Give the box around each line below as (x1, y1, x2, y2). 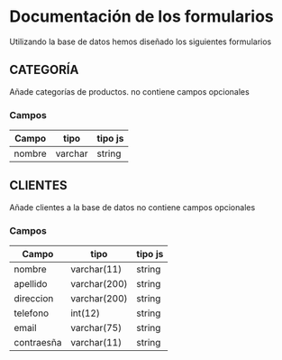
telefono (14, 307, 50, 319)
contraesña (14, 337, 62, 349)
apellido (14, 278, 48, 291)
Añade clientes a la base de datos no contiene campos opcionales (9, 201, 256, 213)
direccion (14, 292, 54, 305)
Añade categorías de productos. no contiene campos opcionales (9, 86, 250, 97)
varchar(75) (70, 322, 123, 335)
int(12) (70, 307, 101, 319)
